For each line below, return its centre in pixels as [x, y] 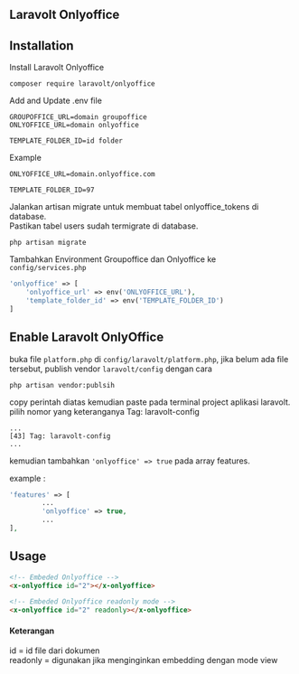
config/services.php [48, 268]
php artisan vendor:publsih [62, 385]
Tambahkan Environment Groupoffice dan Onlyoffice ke [113, 259]
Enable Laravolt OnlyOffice [87, 337]
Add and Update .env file [56, 101]
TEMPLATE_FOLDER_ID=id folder [66, 141]
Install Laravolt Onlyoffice [57, 68]
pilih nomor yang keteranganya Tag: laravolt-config [105, 411]
